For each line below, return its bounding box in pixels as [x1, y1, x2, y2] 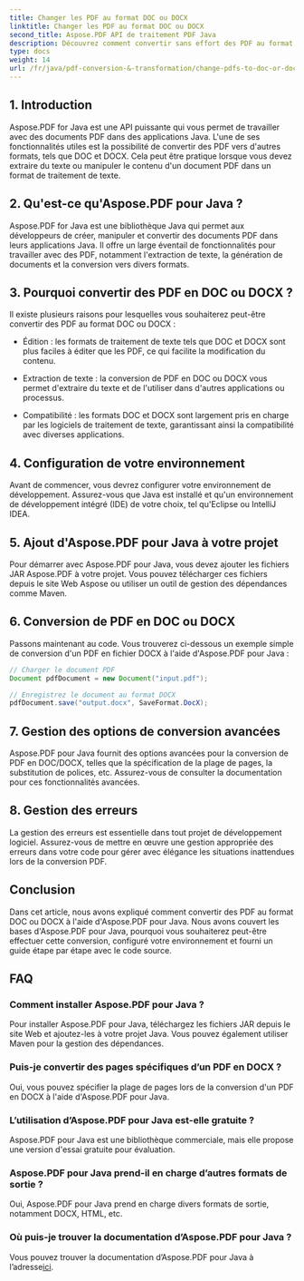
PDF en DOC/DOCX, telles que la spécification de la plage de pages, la [9, 758, 273, 768]
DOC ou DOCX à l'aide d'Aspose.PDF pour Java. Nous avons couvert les [9, 915, 280, 926]
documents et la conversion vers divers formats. [9, 259, 190, 269]
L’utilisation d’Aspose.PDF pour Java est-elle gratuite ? [9, 1113, 255, 1126]
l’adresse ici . [9, 1261, 54, 1272]
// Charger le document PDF [9, 665, 116, 674]
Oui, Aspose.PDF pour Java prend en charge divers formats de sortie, [9, 1198, 270, 1209]
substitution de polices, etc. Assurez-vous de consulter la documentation [9, 768, 282, 778]
